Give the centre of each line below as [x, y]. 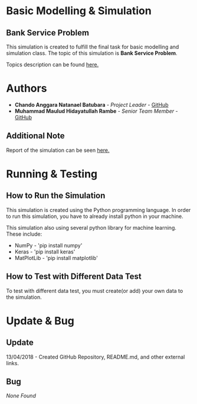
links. [13, 363]
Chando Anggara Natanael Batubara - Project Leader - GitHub [91, 105]
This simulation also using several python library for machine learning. [91, 227]
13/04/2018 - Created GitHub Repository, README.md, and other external [96, 357]
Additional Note [35, 136]
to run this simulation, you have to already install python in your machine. [95, 216]
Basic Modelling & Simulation [79, 11]
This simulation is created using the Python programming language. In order [98, 210]
